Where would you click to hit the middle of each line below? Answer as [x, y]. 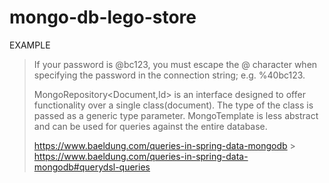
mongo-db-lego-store [103, 17]
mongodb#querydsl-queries [92, 167]
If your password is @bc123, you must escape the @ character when [175, 64]
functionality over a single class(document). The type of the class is [173, 105]
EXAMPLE [30, 45]
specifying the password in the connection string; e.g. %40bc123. [169, 75]
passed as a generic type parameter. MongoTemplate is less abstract [176, 115]
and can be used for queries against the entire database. [150, 126]
